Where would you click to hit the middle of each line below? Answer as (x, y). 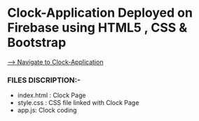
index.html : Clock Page (52, 95)
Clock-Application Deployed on (100, 13)
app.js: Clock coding (47, 111)
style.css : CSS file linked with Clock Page (78, 103)
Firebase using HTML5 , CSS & (97, 28)
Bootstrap (37, 43)
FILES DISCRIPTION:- (44, 80)
